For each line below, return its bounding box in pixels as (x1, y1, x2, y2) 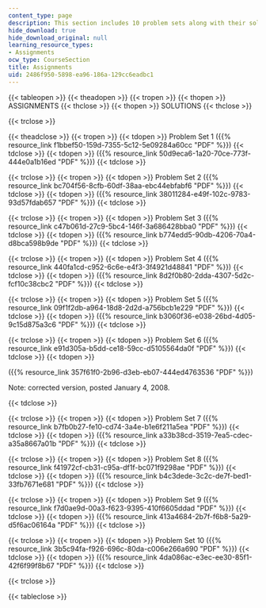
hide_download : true (8, 26, 77, 34)
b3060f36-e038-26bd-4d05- (158, 311, 256, 321)
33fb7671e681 (8, 479, 55, 489)
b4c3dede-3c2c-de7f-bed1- (158, 471, 252, 480)
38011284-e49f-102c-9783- (158, 189, 251, 198)
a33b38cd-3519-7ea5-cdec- (158, 430, 253, 440)
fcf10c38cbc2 (8, 279, 54, 288)
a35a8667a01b (8, 438, 57, 448)
